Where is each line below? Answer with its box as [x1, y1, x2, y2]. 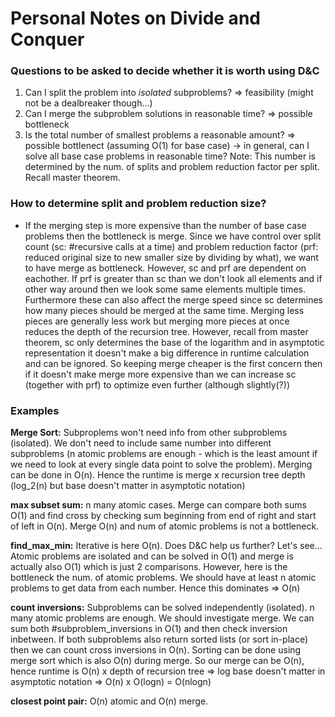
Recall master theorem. [24, 172, 121, 184]
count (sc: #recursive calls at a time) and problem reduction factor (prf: [24, 240, 319, 252]
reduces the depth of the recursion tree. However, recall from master [24, 325, 309, 337]
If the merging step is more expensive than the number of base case [24, 219, 307, 231]
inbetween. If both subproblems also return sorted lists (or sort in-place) [10, 633, 308, 646]
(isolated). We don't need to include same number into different [10, 437, 272, 449]
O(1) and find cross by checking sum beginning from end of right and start [10, 510, 317, 522]
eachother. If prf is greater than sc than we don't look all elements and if [24, 272, 323, 284]
